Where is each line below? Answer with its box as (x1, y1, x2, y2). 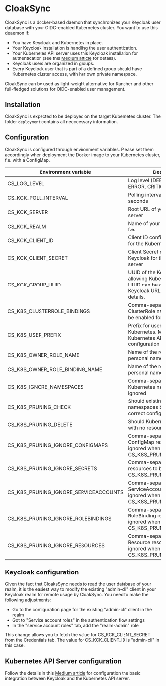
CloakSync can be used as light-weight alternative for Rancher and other (5, 80, 154, 87)
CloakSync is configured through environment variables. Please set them (5, 146, 154, 152)
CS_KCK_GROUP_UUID (7, 281, 61, 288)
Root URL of (128, 205, 157, 212)
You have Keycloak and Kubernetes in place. (12, 39, 103, 45)
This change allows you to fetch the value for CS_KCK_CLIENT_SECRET (5, 632, 151, 638)
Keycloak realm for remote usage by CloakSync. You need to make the (5, 592, 149, 598)
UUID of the (128, 269, 156, 276)
